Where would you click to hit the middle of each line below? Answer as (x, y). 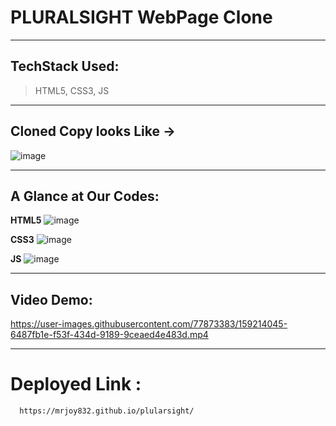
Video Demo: (51, 299)
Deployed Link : (76, 384)
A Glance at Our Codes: (85, 196)
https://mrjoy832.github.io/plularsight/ (107, 411)
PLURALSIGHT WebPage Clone (141, 17)
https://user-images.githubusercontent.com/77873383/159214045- (149, 324)
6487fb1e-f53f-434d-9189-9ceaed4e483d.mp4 (109, 335)
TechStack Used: (65, 66)
